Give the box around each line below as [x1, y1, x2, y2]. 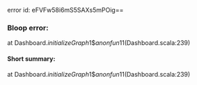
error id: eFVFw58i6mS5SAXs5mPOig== [7, 6, 124, 14]
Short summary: [7, 55, 56, 63]
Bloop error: [7, 23, 49, 32]
